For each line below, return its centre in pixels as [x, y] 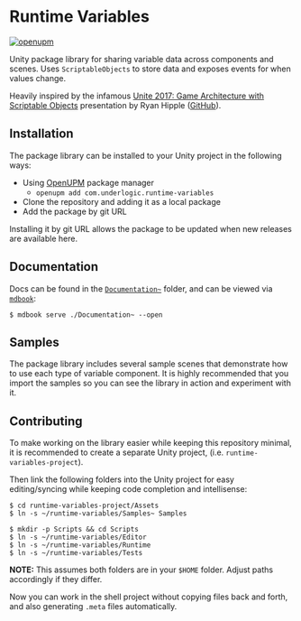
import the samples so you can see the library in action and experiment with [150, 383]
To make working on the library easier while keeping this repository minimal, [151, 443]
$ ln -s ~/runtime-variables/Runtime [80, 545]
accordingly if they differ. [56, 579]
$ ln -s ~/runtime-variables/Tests [76, 553]
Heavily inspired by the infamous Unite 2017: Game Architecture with [137, 96]
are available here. [44, 238]
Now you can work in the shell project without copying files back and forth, [149, 597]
